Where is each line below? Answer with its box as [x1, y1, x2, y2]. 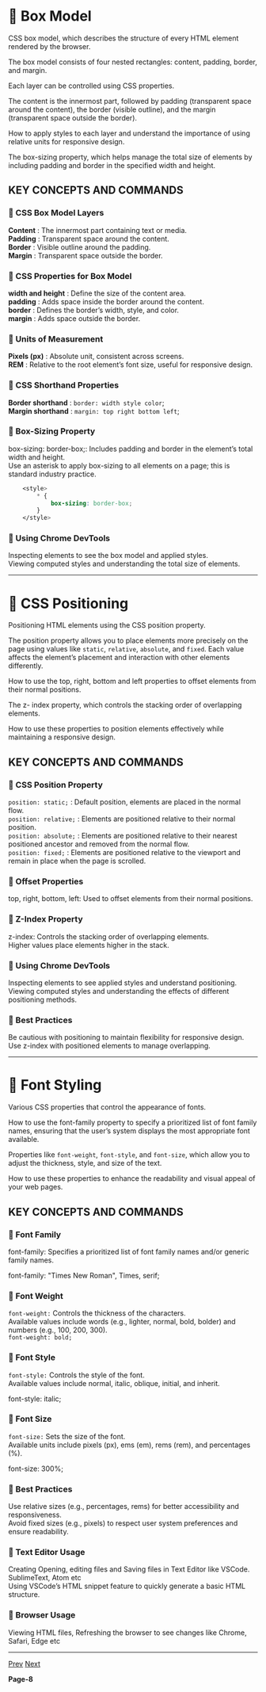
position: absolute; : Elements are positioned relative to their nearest [8, 831, 237, 841]
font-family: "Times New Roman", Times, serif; [8, 1270, 160, 1280]
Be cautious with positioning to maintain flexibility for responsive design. [8, 1033, 245, 1042]
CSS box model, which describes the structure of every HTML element [8, 33, 239, 43]
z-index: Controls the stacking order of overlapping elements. [8, 931, 210, 941]
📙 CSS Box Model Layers [8, 208, 104, 219]
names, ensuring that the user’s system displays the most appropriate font [8, 1126, 251, 1136]
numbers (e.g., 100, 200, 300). [8, 1325, 108, 1335]
